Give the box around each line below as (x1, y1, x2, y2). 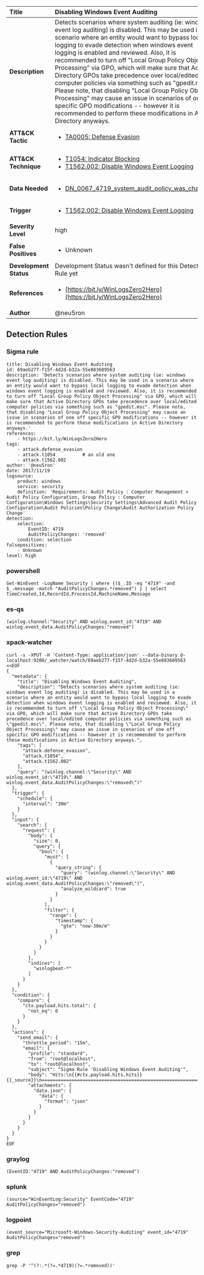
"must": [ (44, 854, 69, 860)
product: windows (17, 478, 61, 484)
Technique (9, 162, 41, 171)
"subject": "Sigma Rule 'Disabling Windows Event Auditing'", (28, 1066, 189, 1072)
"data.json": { (33, 1087, 72, 1093)
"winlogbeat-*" (33, 965, 72, 971)
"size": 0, (33, 838, 61, 844)
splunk (6, 1182, 27, 1191)
